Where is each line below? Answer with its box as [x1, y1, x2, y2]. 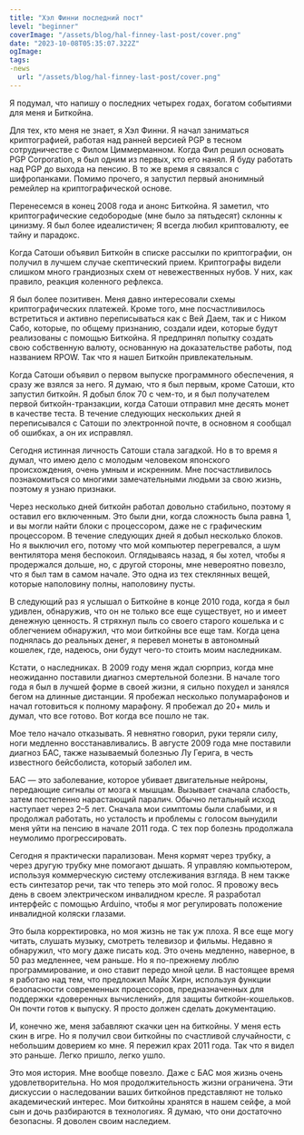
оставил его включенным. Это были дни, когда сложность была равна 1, [9, 510, 292, 521]
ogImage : [9, 47, 43, 56]
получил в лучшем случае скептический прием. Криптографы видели [9, 256, 281, 267]
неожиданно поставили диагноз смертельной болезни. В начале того [9, 671, 280, 682]
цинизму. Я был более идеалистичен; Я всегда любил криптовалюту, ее [9, 219, 289, 230]
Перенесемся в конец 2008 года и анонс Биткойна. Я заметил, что [9, 200, 270, 211]
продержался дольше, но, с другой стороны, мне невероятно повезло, [9, 558, 286, 569]
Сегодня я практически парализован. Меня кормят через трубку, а [9, 849, 271, 860]
